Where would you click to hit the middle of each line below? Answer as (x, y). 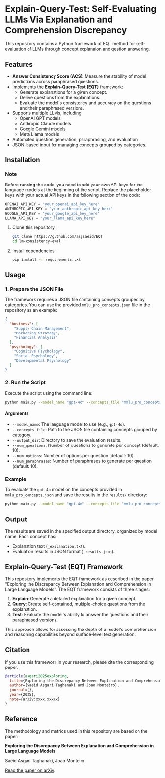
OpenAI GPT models (40, 118)
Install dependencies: (34, 251)
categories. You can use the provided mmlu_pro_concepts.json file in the (78, 305)
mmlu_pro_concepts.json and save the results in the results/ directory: (76, 495)
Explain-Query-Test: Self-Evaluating (81, 9)
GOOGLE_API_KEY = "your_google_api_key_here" (52, 214)
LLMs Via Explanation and (59, 19)
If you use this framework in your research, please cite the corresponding (79, 662)
